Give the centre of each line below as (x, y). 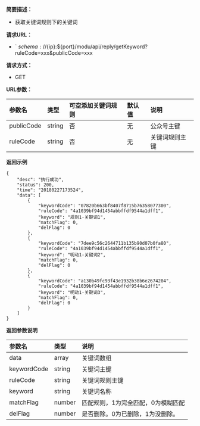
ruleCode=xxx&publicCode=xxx (54, 53)
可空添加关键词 (90, 105)
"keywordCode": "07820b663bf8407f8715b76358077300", (104, 206)
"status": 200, (36, 185)
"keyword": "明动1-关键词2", (72, 255)
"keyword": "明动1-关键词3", (72, 293)
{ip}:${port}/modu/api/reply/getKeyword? (97, 46)
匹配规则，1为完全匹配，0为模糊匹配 (133, 403)
